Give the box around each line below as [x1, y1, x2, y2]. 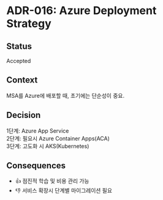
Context [6, 75, 38, 86]
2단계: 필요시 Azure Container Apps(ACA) [6, 135, 110, 142]
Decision [6, 110, 41, 120]
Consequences [6, 160, 66, 171]
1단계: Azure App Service [6, 127, 69, 135]
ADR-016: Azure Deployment [6, 4, 157, 18]
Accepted [6, 57, 31, 64]
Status [6, 41, 32, 51]
